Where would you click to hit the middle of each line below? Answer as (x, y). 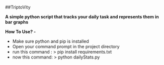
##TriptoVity (18, 7)
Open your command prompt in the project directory (66, 46)
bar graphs (17, 22)
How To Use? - (21, 32)
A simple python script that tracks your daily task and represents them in (82, 17)
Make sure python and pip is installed (51, 41)
